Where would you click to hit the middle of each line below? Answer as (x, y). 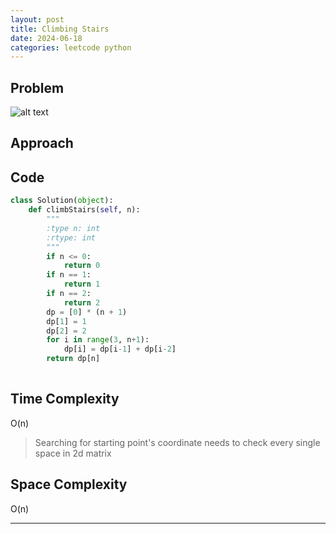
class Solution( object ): (62, 201)
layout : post (37, 19)
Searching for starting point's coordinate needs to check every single (177, 442)
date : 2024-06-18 (46, 38)
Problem (37, 87)
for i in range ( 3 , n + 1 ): (98, 340)
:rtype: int (71, 237)
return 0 (82, 266)
